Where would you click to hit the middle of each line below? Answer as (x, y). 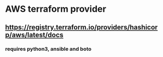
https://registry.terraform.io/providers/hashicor (81, 27)
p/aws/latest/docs (34, 35)
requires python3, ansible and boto (48, 49)
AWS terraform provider (56, 9)
